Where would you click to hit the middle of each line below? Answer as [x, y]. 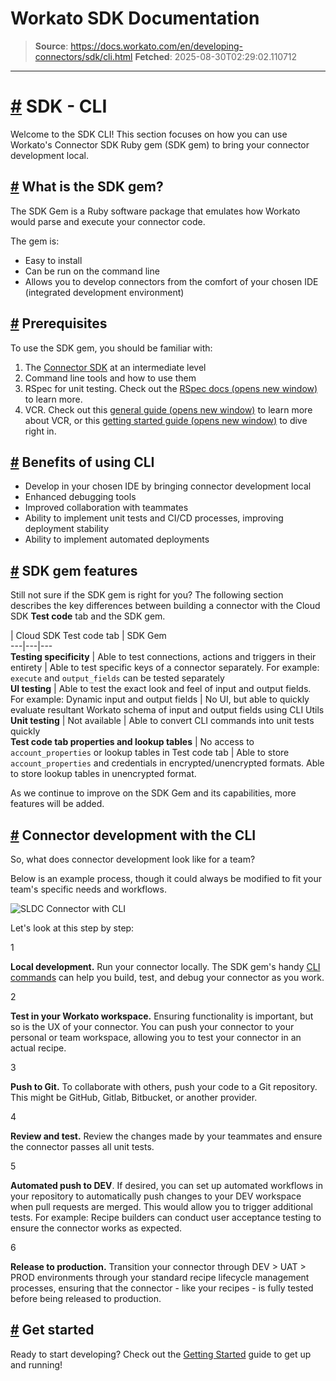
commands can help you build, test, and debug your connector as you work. [167, 977]
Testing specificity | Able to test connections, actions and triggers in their [163, 657]
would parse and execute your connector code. [108, 221]
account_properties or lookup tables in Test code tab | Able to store [150, 753]
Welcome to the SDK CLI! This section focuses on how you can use [149, 134]
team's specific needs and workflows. [88, 889]
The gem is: [35, 241]
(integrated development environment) [104, 292]
